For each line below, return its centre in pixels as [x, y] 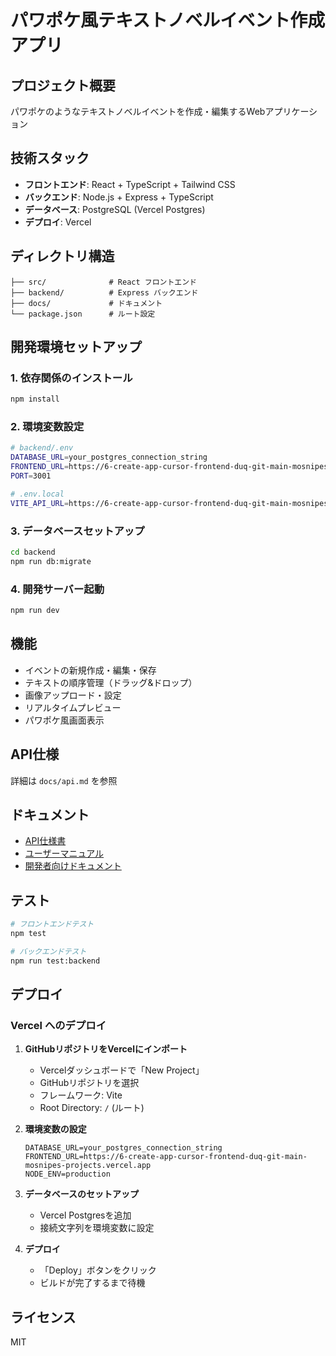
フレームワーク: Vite [81, 1095]
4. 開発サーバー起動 [57, 589]
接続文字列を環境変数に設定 [97, 1228]
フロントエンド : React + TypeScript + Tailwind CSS [130, 184]
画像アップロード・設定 [73, 695]
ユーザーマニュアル [64, 853]
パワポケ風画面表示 [64, 720]
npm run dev [35, 611]
